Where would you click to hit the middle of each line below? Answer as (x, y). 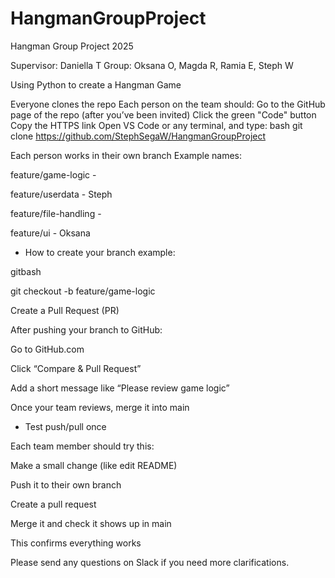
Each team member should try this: (82, 446)
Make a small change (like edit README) (94, 465)
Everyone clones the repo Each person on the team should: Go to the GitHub (168, 104)
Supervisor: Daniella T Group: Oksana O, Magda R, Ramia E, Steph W (152, 65)
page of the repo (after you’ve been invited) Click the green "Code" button (163, 114)
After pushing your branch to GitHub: (86, 329)
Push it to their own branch (66, 484)
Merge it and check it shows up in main (91, 523)
